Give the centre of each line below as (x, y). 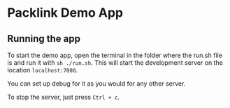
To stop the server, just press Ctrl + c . (64, 97)
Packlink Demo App (65, 13)
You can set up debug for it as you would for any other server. (96, 84)
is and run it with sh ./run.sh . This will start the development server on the (115, 63)
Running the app (44, 39)
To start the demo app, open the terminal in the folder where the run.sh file (115, 55)
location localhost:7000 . (43, 70)
